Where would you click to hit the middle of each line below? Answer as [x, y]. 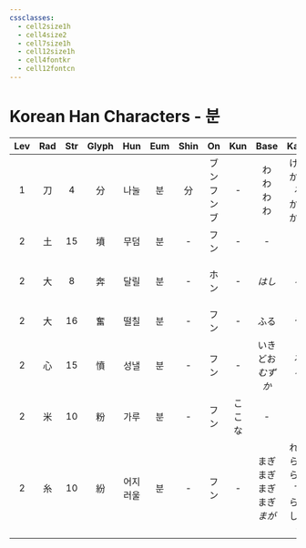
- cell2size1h [44, 26]
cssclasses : [32, 18]
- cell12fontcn [46, 69]
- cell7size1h [44, 43]
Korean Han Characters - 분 [115, 117]
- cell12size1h [46, 52]
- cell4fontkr [44, 60]
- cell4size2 [42, 35]
